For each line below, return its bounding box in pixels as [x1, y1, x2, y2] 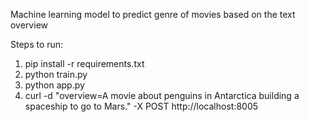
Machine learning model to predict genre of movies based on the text [10, 9, 296, 20]
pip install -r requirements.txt [24, 58, 145, 69]
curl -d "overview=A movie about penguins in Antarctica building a [24, 90, 300, 101]
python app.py [24, 79, 85, 91]
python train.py [24, 69, 88, 80]
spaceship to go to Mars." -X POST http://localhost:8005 [24, 100, 259, 112]
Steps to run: [10, 39, 64, 50]
